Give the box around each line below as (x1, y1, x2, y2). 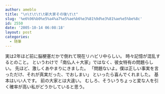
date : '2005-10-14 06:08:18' (5, 25, 65, 30)
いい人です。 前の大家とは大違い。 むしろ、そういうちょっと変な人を (13, 77, 155, 83)
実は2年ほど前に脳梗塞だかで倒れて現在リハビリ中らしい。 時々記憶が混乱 (5, 53, 157, 59)
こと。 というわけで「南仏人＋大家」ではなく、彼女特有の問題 (18, 59, 145, 65)
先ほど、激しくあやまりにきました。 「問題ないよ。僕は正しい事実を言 (14, 65, 159, 71)
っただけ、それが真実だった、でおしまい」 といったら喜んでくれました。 (5, 71, 153, 77)
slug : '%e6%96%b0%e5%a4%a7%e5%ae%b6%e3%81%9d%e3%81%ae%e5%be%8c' (5, 16, 142, 21)
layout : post (5, 30, 32, 35)
